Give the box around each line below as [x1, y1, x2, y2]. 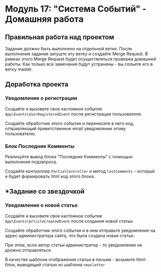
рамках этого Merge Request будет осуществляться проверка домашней [5, 56, 156, 61]
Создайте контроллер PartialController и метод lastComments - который [5, 168, 155, 174]
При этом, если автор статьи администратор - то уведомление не [5, 242, 143, 248]
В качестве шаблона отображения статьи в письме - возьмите [5, 257, 135, 262]
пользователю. [5, 131, 36, 136]
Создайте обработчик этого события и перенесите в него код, [5, 120, 134, 126]
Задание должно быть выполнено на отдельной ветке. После [5, 46, 132, 51]
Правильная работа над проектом [5, 33, 115, 41]
